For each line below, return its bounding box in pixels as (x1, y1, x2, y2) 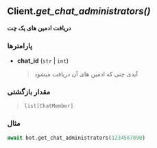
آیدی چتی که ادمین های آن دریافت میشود (34, 70, 138, 78)
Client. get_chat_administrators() (7, 6, 151, 17)
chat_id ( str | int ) (16, 56, 69, 65)
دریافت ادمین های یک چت (7, 23, 71, 32)
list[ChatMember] (23, 103, 74, 109)
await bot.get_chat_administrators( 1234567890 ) (7, 134, 146, 141)
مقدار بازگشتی (7, 87, 51, 97)
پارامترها (7, 41, 33, 50)
